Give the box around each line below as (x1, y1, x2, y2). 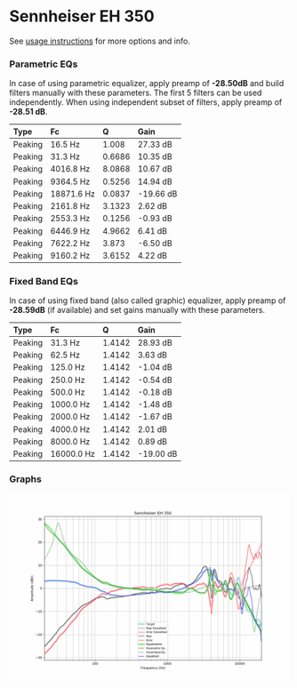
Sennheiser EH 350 (9, 6, 155, 27)
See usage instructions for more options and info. (9, 36, 191, 46)
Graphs (9, 473, 42, 485)
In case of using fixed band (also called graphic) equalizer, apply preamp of (9, 295, 286, 306)
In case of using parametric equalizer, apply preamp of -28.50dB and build (9, 78, 285, 89)
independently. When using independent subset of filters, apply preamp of (9, 97, 283, 108)
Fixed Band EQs (9, 275, 78, 287)
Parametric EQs (9, 58, 78, 70)
